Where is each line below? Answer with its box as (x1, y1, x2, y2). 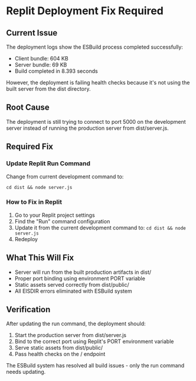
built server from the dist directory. (6, 85, 91, 92)
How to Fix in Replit (6, 198, 62, 206)
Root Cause (6, 103, 50, 113)
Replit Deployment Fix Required (6, 4, 164, 18)
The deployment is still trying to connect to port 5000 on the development (6, 118, 186, 125)
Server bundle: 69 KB (14, 61, 67, 68)
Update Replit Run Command (6, 159, 90, 168)
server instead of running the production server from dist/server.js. (6, 124, 169, 132)
